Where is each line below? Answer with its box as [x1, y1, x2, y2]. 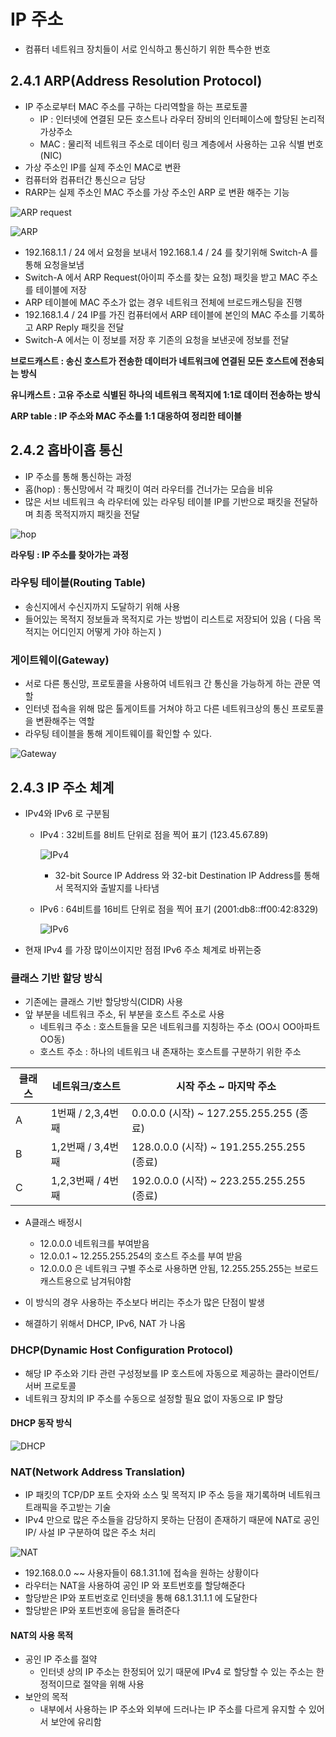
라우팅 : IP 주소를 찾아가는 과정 [10, 548, 129, 560]
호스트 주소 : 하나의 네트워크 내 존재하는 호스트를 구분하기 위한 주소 [39, 1046, 302, 1058]
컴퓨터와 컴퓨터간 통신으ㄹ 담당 [24, 173, 146, 185]
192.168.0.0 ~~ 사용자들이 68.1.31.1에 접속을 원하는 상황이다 [24, 1567, 260, 1579]
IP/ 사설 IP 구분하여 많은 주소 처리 [24, 1526, 157, 1539]
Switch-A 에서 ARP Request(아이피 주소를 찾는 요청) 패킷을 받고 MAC [24, 271, 300, 283]
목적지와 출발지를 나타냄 [65, 881, 160, 894]
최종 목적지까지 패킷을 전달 [35, 508, 140, 520]
